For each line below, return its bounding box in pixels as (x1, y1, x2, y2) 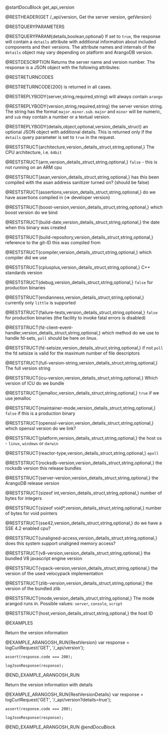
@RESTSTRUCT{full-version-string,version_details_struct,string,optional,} (5, 360, 158, 365)
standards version (5, 270, 43, 275)
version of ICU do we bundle (5, 381, 64, 386)
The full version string (5, 365, 51, 371)
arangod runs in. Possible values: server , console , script (5, 601, 123, 606)
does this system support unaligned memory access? (5, 540, 116, 546)
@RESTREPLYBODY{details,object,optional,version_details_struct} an (5, 124, 148, 129)
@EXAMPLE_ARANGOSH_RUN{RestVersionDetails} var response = (5, 691, 144, 697)
